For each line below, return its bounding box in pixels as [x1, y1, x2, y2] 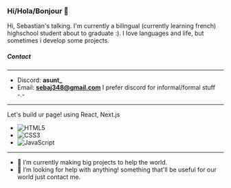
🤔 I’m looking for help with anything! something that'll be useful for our [16, 165, 217, 174]
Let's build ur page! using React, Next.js [7, 110, 120, 119]
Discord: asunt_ [16, 76, 63, 85]
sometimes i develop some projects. [7, 36, 110, 45]
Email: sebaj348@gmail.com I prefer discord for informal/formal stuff [16, 83, 215, 92]
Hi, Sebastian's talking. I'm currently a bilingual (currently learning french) [7, 22, 217, 30]
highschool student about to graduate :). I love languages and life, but [7, 29, 204, 37]
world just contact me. [16, 173, 81, 181]
